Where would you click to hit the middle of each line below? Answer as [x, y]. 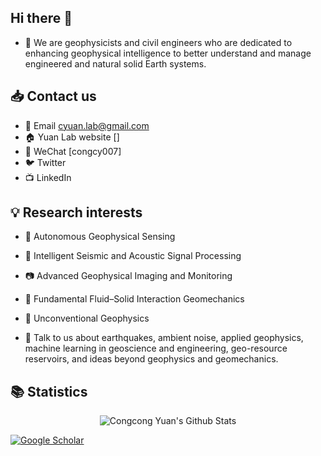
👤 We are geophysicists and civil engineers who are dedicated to [158, 42]
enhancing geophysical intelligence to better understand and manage [168, 53]
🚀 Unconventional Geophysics [87, 318]
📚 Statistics [49, 391]
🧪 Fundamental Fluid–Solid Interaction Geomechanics [134, 299]
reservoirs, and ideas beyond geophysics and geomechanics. [151, 359]
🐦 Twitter [45, 162]
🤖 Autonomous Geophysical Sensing [100, 237]
